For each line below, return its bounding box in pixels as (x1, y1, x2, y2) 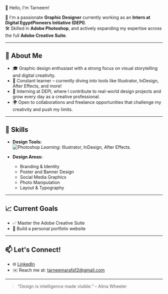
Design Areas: (12, 154, 43, 160)
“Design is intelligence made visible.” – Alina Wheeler (17, 284, 127, 290)
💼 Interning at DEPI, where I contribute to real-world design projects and (12, 88, 161, 94)
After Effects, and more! (12, 83, 62, 89)
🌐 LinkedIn (12, 261, 35, 267)
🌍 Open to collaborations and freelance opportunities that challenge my (12, 99, 161, 105)
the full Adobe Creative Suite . (5, 32, 67, 38)
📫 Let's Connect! (5, 245, 61, 254)
